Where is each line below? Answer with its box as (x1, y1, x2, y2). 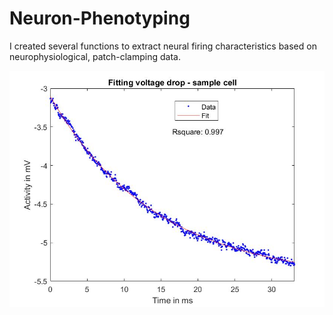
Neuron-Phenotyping (9, 7, 191, 30)
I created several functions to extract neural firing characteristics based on (9, 40, 317, 52)
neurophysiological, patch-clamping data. (9, 50, 181, 62)
